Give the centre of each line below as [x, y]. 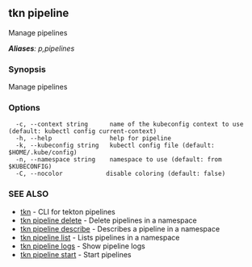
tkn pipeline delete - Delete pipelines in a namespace [109, 220]
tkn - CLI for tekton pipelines [67, 211]
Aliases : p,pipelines [42, 48]
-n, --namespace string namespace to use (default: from [119, 160]
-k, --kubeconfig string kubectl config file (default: [115, 146]
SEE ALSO [29, 194]
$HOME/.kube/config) [43, 152]
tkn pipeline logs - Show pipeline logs [82, 246]
